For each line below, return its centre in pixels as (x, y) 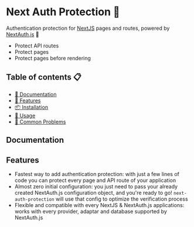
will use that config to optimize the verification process (122, 199)
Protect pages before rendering (52, 58)
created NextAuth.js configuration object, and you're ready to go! (93, 192)
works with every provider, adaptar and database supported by (91, 211)
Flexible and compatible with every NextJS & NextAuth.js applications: (99, 205)
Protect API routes (37, 46)
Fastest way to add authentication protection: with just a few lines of (97, 174)
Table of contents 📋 (44, 78)
